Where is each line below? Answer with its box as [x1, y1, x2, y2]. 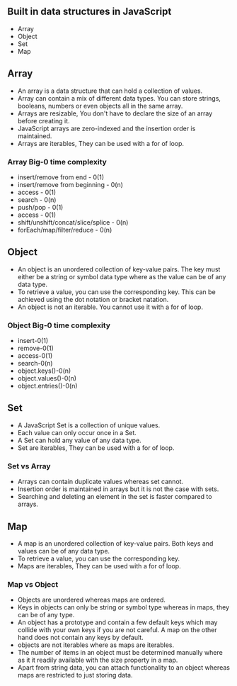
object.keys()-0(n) [17, 366, 71, 375]
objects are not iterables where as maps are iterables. [17, 641, 175, 649]
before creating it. [17, 116, 70, 125]
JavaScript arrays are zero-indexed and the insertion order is [17, 124, 196, 133]
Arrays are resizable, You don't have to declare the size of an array [17, 109, 213, 118]
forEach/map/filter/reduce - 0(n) [17, 225, 112, 234]
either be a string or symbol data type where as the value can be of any [17, 272, 226, 281]
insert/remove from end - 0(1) [17, 173, 105, 181]
